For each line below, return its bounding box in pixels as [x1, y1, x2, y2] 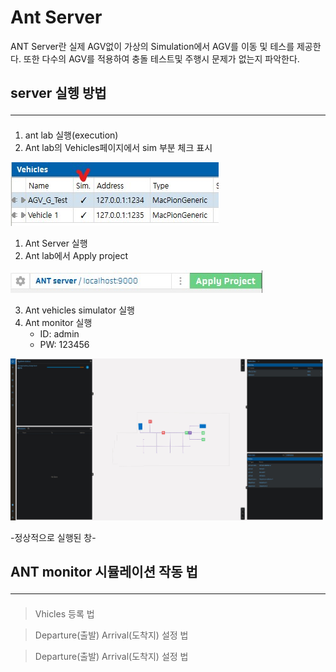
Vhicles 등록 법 [34, 608, 95, 620]
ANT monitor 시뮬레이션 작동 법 [10, 564, 198, 581]
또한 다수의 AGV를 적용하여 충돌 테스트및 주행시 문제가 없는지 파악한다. [23, 52, 300, 65]
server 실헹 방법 [10, 85, 107, 102]
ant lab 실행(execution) [24, 129, 119, 141]
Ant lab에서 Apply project [24, 250, 128, 262]
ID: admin [39, 328, 80, 340]
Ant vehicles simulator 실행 [24, 304, 135, 316]
